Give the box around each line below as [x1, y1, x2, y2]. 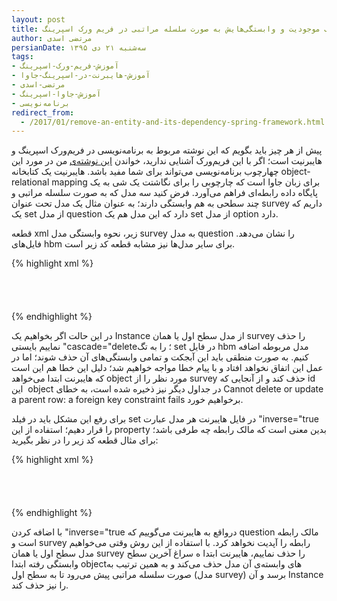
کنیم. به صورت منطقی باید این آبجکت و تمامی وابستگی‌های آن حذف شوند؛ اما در [11, 351, 309, 363]
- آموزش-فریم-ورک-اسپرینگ [11, 61, 119, 71]
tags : [11, 52, 34, 62]
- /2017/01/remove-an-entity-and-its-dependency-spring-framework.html [20, 117, 326, 127]
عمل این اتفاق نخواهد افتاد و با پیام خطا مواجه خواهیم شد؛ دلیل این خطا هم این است [11, 362, 324, 374]
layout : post [11, 14, 66, 25]
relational [11, 176, 50, 188]
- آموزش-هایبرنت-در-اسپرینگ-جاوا [11, 71, 151, 81]
